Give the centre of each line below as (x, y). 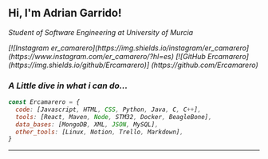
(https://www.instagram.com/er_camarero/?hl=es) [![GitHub (107, 56)
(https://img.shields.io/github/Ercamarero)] (79, 65)
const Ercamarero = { (44, 102)
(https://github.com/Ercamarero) (205, 65)
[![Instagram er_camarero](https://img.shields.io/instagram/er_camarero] (129, 48)
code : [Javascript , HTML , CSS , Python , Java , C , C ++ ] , (108, 109)
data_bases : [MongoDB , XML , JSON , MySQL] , (87, 124)
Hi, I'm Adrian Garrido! (65, 13)
